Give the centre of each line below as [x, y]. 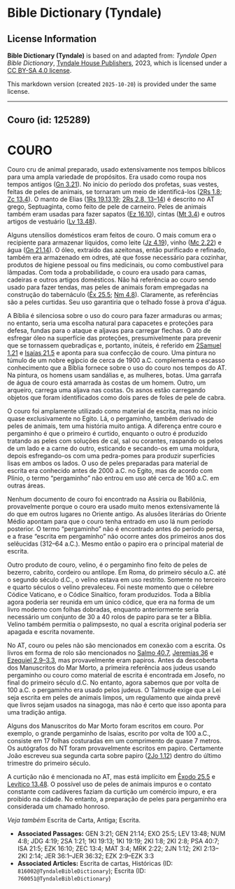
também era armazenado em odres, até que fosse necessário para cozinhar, [117, 258]
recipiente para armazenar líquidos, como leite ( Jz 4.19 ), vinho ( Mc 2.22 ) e [114, 242]
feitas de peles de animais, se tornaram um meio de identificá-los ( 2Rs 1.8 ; [115, 192]
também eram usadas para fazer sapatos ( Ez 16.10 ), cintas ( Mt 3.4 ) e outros [116, 214]
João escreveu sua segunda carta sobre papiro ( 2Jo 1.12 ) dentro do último [114, 756]
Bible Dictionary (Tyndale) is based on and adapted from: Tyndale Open [112, 55]
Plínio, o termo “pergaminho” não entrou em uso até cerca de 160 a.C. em [113, 478]
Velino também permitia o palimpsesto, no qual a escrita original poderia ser [117, 624]
